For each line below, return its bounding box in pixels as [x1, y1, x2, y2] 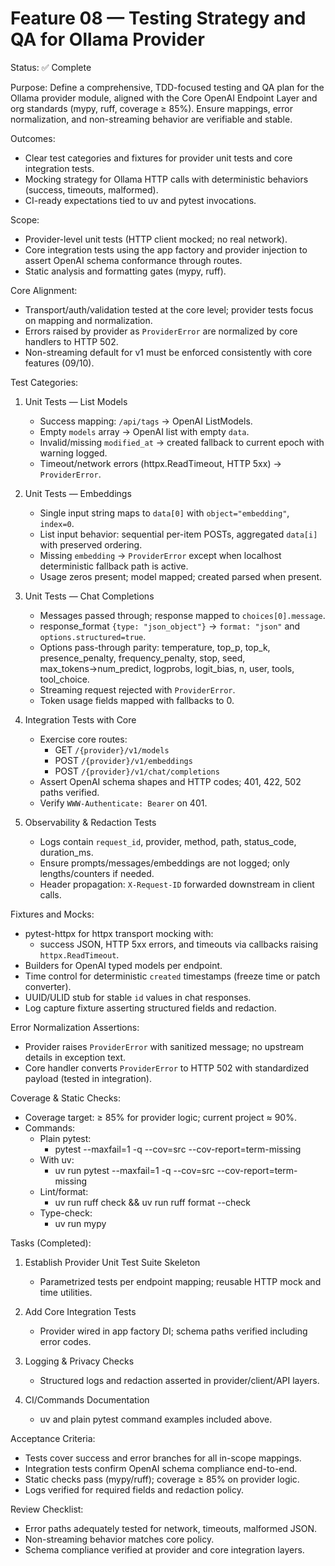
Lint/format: [39, 1185, 89, 1197]
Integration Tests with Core [24, 713, 137, 726]
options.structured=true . [39, 630, 147, 642]
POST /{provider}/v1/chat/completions [54, 765, 220, 777]
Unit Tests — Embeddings [24, 487, 132, 499]
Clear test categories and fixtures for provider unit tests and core [24, 152, 293, 164]
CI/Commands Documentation [24, 1393, 150, 1406]
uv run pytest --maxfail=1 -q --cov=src [54, 1164, 215, 1176]
